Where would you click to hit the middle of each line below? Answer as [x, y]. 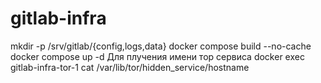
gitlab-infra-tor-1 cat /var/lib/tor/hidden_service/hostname [130, 67]
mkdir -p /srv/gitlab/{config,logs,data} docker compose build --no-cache [161, 46]
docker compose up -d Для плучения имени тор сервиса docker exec [157, 56]
